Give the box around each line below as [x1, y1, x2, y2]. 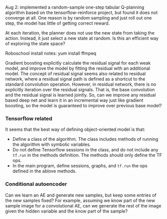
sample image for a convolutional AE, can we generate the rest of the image [5, 202, 161, 208]
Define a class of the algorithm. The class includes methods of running [12, 136, 158, 142]
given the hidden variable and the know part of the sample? [5, 208, 128, 214]
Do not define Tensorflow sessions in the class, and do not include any [12, 147, 158, 153]
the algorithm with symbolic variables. [12, 141, 91, 147]
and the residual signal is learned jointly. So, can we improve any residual [5, 92, 156, 98]
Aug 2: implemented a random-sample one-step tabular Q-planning [5, 5, 144, 10]
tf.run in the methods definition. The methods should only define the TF [12, 152, 162, 158]
